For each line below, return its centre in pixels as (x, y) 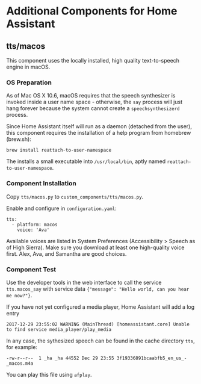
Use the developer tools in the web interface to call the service (84, 282)
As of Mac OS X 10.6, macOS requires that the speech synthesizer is (91, 96)
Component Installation (41, 184)
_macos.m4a (20, 363)
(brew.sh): (19, 139)
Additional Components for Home (92, 11)
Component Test (31, 269)
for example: (22, 347)
